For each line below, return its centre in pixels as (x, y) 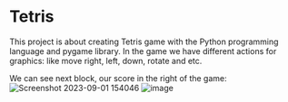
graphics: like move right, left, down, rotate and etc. (106, 60)
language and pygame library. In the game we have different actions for (143, 51)
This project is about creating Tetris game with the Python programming (144, 42)
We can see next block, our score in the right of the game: (118, 78)
